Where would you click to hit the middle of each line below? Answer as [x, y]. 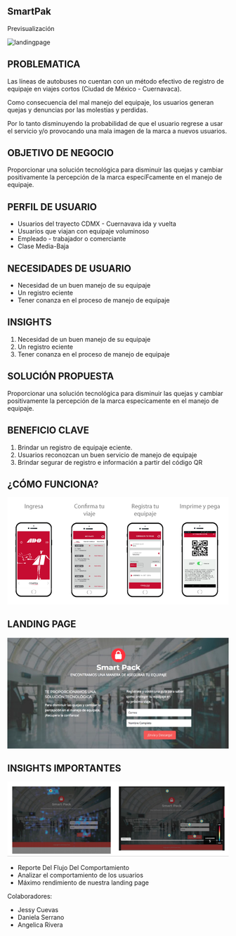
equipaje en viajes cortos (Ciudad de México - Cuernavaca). [94, 89]
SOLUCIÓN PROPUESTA [61, 377]
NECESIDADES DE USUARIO [69, 268]
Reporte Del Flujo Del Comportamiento [73, 867]
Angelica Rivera [40, 925]
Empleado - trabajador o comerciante [72, 239]
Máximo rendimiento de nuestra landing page [83, 883]
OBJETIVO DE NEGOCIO [61, 153]
